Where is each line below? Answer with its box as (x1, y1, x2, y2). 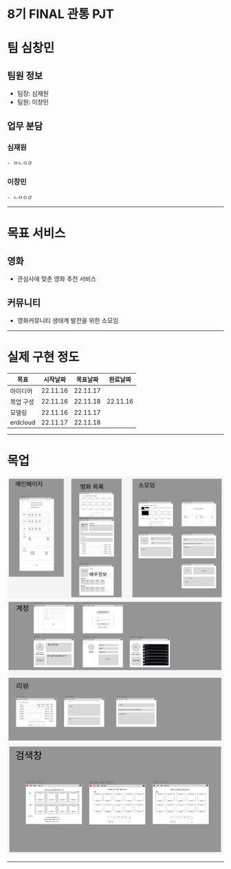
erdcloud (10, 418, 36, 427)
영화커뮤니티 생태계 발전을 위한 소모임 (16, 316, 119, 324)
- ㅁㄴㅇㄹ (7, 160, 33, 167)
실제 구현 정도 (7, 350, 80, 365)
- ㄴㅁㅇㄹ (7, 194, 33, 202)
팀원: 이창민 (16, 98, 49, 107)
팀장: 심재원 (16, 89, 49, 98)
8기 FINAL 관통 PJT (7, 6, 115, 22)
